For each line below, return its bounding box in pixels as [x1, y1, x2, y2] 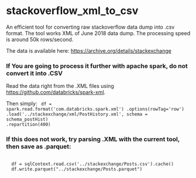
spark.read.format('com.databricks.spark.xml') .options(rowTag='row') [6, 107, 184, 112]
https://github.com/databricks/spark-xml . [6, 89, 106, 96]
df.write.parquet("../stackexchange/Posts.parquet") [11, 166, 143, 172]
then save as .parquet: [6, 142, 71, 150]
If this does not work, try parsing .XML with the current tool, [6, 135, 180, 143]
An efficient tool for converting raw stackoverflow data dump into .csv [6, 23, 175, 30]
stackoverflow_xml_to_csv [6, 4, 139, 18]
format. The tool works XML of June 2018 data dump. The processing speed [6, 29, 191, 36]
